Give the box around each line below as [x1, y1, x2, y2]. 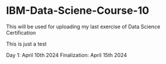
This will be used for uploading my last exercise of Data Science [6, 23, 161, 30]
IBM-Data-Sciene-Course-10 [6, 4, 150, 17]
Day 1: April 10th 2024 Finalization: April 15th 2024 [6, 51, 127, 58]
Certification [6, 29, 36, 36]
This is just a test [6, 40, 47, 47]
